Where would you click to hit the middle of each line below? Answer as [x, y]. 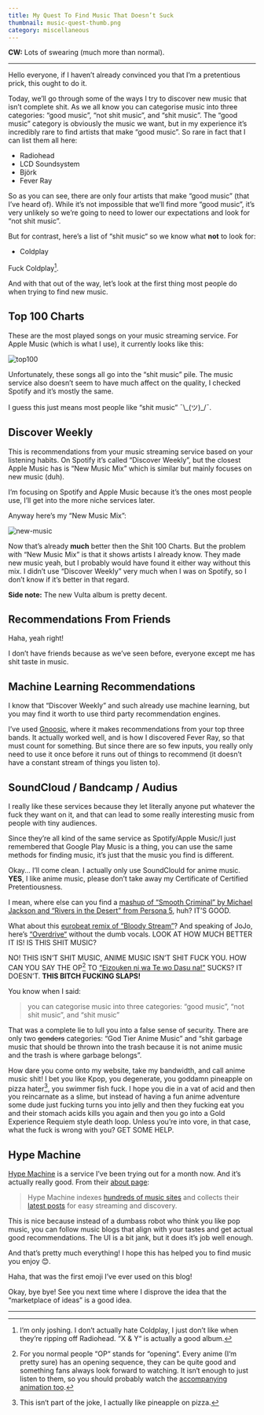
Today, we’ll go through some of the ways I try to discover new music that [128, 98]
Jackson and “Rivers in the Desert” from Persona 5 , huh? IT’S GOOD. [120, 911]
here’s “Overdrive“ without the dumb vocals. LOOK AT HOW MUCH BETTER [130, 934]
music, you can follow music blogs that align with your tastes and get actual [131, 1229]
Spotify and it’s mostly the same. [61, 391]
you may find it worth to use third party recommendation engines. [114, 714]
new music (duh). [37, 476]
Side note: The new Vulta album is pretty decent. [88, 594]
